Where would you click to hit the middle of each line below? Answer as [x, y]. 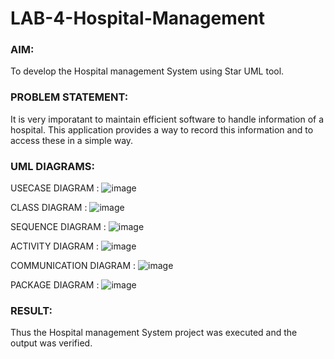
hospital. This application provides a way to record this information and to [162, 129]
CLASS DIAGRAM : [49, 208]
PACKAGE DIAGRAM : [55, 285]
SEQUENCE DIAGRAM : [58, 227]
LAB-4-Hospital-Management [138, 18]
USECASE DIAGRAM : [55, 188]
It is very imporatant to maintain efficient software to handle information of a [167, 119]
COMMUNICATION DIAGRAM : [73, 266]
